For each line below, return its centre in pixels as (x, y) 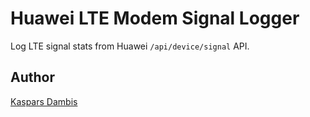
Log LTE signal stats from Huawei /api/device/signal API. (130, 46)
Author (32, 77)
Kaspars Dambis (44, 101)
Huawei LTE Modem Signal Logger (155, 18)
